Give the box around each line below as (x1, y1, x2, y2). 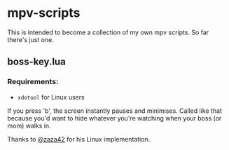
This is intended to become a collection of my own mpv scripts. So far (7, 28, 209, 36)
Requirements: (7, 77, 59, 87)
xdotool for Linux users (17, 93, 85, 101)
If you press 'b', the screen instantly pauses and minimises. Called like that (7, 107, 223, 115)
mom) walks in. (7, 121, 51, 130)
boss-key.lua (7, 56, 67, 68)
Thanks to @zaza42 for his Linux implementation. (7, 135, 151, 143)
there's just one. (7, 35, 54, 43)
